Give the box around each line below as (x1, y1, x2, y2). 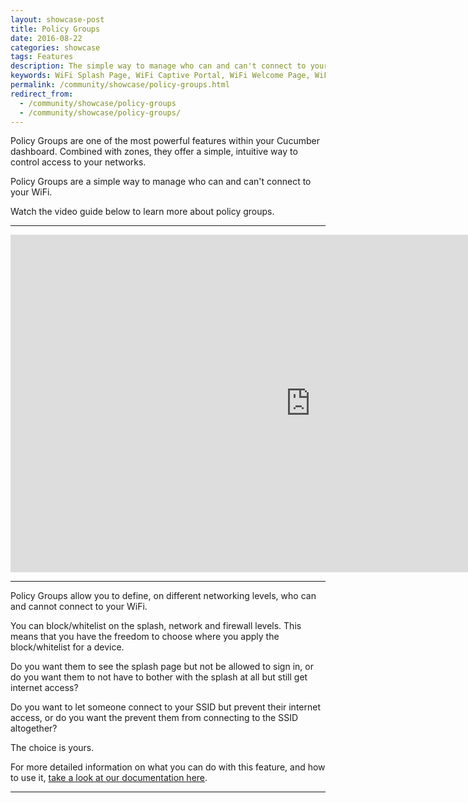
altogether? (10, 722, 58, 735)
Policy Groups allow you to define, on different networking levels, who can (10, 590, 317, 602)
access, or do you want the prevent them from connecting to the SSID (10, 712, 299, 724)
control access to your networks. (10, 156, 147, 168)
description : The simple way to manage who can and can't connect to (10, 61, 307, 71)
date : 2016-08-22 (10, 33, 83, 43)
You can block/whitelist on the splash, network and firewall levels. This (10, 620, 302, 632)
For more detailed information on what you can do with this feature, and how (10, 761, 326, 773)
